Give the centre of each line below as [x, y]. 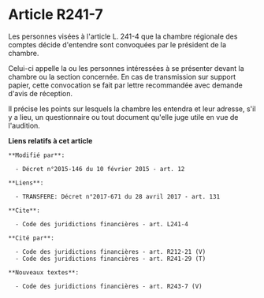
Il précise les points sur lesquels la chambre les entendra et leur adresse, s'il [132, 109]
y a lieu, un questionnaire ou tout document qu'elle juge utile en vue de [123, 117]
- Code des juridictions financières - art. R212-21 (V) [111, 251]
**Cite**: [24, 210]
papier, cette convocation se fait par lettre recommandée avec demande [125, 85]
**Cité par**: [32, 238]
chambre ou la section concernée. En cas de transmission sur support [122, 76]
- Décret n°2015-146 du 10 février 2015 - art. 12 [100, 169]
